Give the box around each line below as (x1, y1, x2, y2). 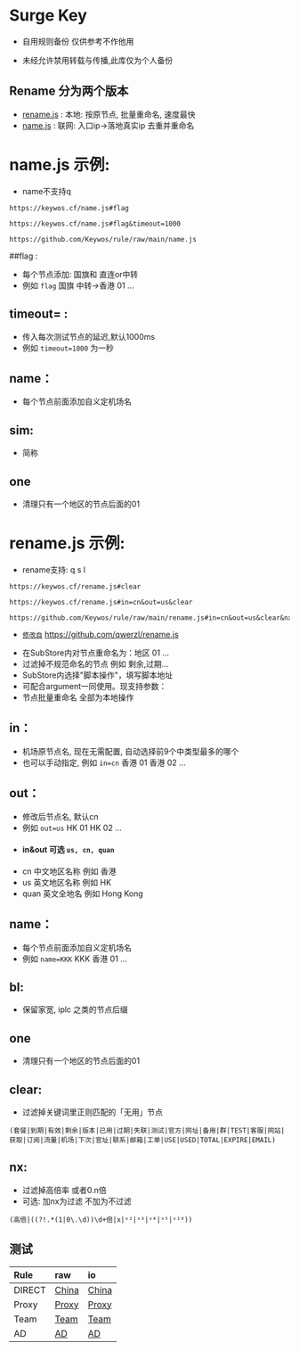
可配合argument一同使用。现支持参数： (21, 680, 167, 691)
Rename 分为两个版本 (9, 84, 129, 99)
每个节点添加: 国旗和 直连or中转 (21, 268, 139, 279)
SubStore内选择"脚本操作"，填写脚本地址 (21, 670, 174, 680)
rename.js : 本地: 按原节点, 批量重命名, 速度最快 (21, 109, 196, 119)
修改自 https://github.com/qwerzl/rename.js (21, 629, 180, 639)
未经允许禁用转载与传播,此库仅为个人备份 (21, 54, 174, 65)
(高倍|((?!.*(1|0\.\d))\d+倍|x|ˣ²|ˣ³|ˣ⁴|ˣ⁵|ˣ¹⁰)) (9, 1215, 193, 1224)
